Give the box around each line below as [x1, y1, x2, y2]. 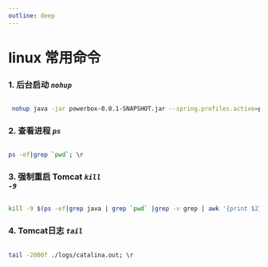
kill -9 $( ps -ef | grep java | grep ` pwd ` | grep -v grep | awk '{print [8, 205, 248, 213]
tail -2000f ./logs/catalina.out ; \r [8, 251, 134, 259]
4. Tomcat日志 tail [8, 225, 84, 237]
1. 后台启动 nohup [8, 79, 73, 90]
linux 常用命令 [8, 49, 101, 66]
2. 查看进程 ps [8, 125, 61, 136]
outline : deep [8, 11, 56, 20]
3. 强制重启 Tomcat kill [8, 171, 101, 182]
